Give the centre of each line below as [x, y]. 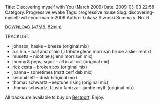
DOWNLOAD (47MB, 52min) [34, 27]
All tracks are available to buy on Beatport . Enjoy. [55, 97]
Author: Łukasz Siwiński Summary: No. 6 [108, 17]
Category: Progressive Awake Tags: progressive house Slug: [66, 12]
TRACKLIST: [17, 37]
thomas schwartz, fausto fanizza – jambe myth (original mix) [73, 88]
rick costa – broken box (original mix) [50, 67]
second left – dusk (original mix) [45, 77]
